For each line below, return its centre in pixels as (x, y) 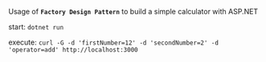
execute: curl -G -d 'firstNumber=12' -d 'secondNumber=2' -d (114, 42)
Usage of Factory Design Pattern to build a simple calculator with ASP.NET (133, 12)
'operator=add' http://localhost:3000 (73, 50)
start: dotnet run (36, 27)
